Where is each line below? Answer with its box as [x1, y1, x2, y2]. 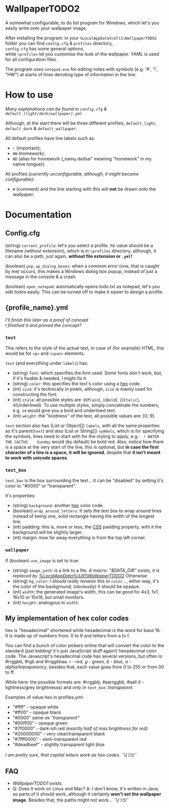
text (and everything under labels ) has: [5, 360, 88, 366]
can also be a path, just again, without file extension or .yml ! [5, 253, 133, 259]
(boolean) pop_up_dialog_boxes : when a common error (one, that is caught [5, 263, 160, 269]
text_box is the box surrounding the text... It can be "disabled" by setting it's [5, 477, 164, 483]
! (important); [12, 145, 41, 151]
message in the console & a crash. [5, 274, 77, 280]
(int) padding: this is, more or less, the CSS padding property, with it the [12, 524, 162, 530]
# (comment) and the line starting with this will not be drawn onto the [12, 186, 156, 192]
